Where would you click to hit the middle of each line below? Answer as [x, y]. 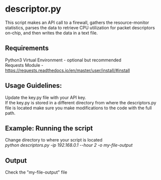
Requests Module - [24, 65]
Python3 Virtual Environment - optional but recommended [63, 60]
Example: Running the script [49, 128]
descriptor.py [33, 9]
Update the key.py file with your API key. [46, 97]
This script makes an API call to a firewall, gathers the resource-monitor [77, 22]
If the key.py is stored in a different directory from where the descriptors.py [81, 102]
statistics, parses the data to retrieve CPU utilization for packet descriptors [80, 27]
